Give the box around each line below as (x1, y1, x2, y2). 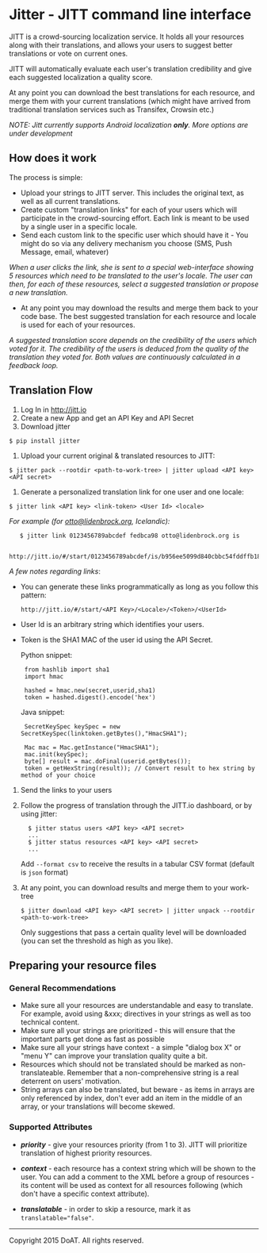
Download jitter (20, 421, 71, 431)
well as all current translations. (20, 196, 121, 206)
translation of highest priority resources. (20, 1148, 153, 1158)
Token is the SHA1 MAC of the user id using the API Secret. (20, 635, 213, 644)
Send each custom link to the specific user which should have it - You (20, 230, 249, 240)
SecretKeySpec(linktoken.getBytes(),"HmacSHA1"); (20, 729, 189, 737)
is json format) (20, 867, 69, 877)
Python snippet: (20, 650, 73, 659)
